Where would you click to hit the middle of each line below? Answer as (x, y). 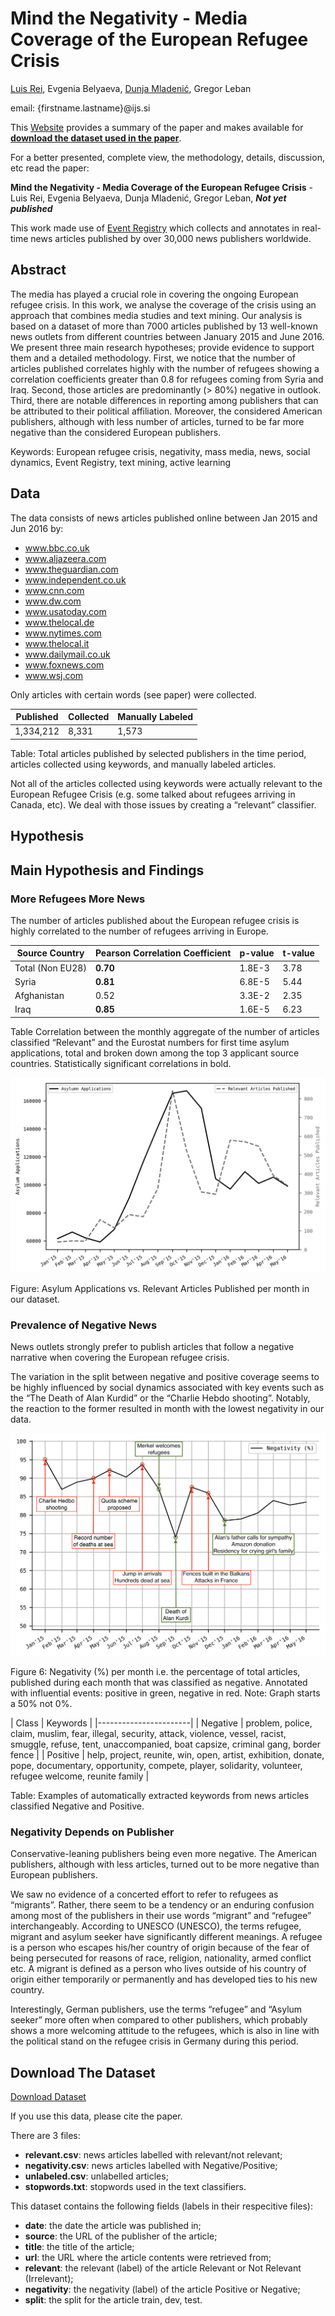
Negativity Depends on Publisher (92, 1832)
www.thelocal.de (59, 622)
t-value (298, 953)
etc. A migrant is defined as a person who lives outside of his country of (158, 1969)
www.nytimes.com (63, 633)
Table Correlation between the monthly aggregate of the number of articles (165, 1031)
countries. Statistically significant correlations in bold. (121, 1063)
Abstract (38, 270)
